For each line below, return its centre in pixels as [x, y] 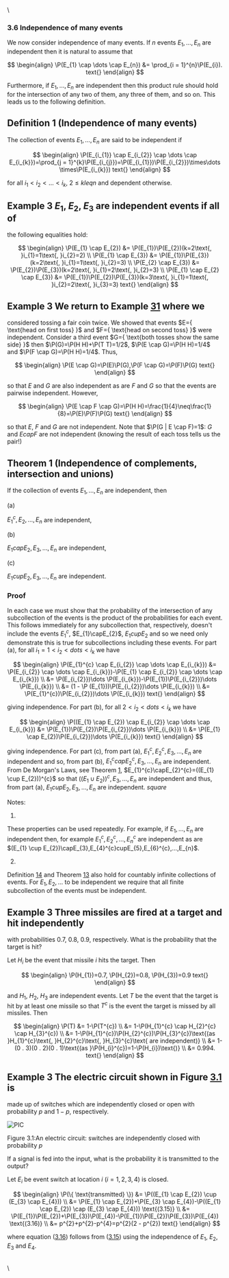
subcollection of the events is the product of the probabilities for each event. [115, 618]
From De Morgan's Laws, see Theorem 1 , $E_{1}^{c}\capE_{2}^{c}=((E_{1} [111, 770]
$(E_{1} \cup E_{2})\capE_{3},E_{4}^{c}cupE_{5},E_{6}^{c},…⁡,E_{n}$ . [103, 848]
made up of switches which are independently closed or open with [101, 1104]
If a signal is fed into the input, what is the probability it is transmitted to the [113, 1159]
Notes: [16, 802]
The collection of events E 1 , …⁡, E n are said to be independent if [95, 140]
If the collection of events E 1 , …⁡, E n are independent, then [87, 491]
